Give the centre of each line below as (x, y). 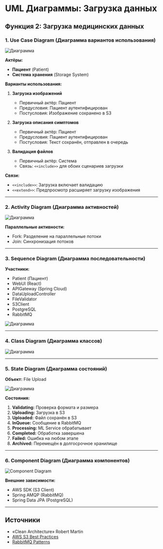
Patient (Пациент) (30, 279)
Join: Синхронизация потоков (43, 242)
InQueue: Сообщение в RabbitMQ (47, 423)
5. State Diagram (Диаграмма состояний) (56, 369)
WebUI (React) (27, 283)
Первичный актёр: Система (48, 161)
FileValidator (24, 299)
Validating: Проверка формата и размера (55, 408)
